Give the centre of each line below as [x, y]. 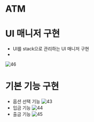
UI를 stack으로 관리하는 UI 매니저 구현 [51, 49]
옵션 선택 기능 [26, 102]
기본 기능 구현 [32, 86]
